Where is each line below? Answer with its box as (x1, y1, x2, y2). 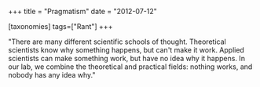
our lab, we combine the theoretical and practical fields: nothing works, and (8, 62, 253, 71)
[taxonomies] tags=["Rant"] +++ (8, 22, 113, 31)
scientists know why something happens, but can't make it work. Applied (8, 45, 245, 54)
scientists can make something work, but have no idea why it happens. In (8, 54, 246, 63)
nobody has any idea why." (8, 71, 96, 79)
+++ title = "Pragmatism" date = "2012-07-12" (8, 7, 157, 16)
